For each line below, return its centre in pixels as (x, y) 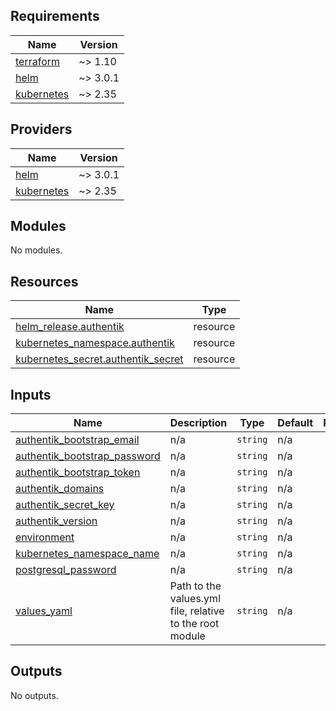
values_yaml (44, 611)
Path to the (195, 586)
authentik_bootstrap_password (88, 456)
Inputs (31, 394)
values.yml (195, 599)
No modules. (36, 250)
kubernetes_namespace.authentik (95, 343)
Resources (44, 281)
